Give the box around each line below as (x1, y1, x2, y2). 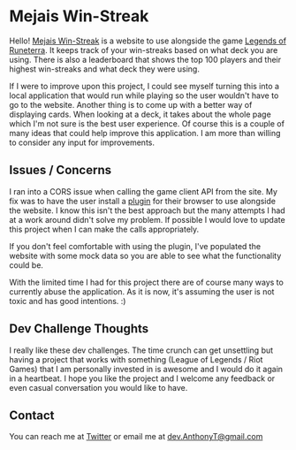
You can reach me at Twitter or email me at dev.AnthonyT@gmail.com (9, 431, 263, 442)
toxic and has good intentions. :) (9, 295, 126, 306)
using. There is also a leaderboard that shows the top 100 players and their (9, 54, 282, 65)
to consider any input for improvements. (9, 137, 156, 148)
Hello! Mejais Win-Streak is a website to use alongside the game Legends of (9, 35, 287, 46)
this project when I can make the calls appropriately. (9, 224, 200, 234)
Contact (9, 408, 55, 423)
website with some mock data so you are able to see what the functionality (9, 250, 282, 261)
